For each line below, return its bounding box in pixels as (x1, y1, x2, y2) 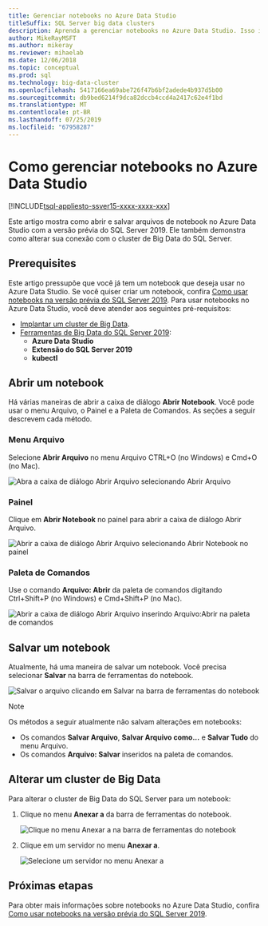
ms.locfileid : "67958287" (8, 123, 94, 131)
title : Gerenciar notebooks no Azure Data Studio (8, 11, 177, 20)
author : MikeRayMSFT (8, 34, 77, 42)
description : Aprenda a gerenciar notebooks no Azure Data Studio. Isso (8, 26, 255, 34)
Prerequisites (8, 257, 77, 270)
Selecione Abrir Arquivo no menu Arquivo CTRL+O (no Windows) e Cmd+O (8, 453, 258, 462)
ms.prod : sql (8, 71, 52, 79)
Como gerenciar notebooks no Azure (8, 158, 258, 176)
